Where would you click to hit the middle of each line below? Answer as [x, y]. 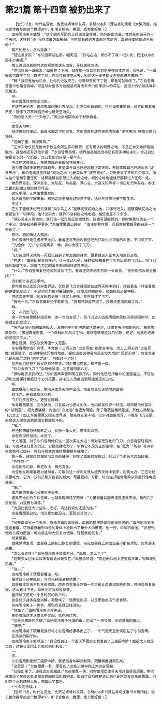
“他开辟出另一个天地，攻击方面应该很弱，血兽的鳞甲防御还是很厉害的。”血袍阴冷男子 [83, 522]
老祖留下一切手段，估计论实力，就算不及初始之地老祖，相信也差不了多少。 [68, 214]
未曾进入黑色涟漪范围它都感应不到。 [36, 420]
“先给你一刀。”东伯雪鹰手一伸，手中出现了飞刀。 [52, 245]
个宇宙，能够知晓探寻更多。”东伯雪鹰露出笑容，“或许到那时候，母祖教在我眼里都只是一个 [80, 224]
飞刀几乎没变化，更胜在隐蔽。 [37, 400]
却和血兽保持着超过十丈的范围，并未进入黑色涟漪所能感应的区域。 [61, 379]
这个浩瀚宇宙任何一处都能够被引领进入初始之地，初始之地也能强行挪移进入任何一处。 [81, 178]
